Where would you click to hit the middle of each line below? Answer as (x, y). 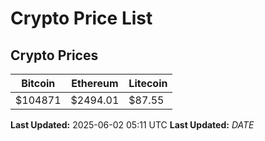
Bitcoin (38, 83)
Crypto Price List (81, 18)
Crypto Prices (54, 55)
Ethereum (95, 83)
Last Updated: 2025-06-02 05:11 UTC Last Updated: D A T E (132, 125)
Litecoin (148, 83)
